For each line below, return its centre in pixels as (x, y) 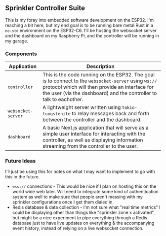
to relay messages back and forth (110, 114)
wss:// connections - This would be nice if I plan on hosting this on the (84, 186)
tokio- (129, 108)
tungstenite (57, 114)
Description (100, 67)
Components (21, 54)
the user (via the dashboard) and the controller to (100, 93)
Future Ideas (21, 161)
